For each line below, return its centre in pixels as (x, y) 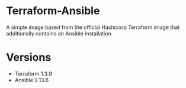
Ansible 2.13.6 (32, 80)
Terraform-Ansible (53, 11)
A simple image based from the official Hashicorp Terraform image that (93, 27)
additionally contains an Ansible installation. (60, 33)
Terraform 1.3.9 (33, 74)
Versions (29, 58)
